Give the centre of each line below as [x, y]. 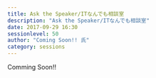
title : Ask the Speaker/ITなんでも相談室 [66, 14]
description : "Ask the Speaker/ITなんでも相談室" [78, 21]
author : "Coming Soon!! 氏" [48, 40]
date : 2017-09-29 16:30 [43, 27]
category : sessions [36, 47]
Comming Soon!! [32, 67]
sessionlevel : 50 [33, 34]
